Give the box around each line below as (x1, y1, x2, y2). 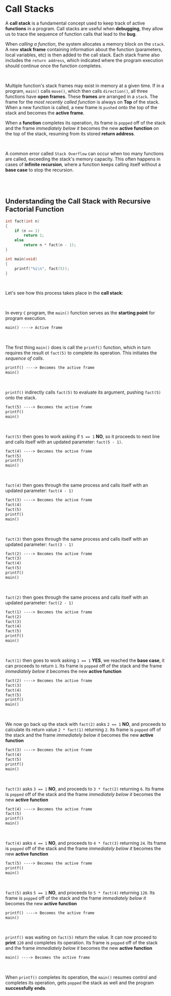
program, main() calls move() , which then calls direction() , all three (5, 88, 148, 94)
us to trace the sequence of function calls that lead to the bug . (5, 31, 137, 37)
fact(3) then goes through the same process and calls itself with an (5, 536, 149, 542)
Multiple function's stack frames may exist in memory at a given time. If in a (5, 83, 164, 89)
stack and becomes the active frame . (5, 110, 85, 116)
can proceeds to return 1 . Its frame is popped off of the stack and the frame (5, 662, 162, 669)
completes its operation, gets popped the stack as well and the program (5, 980, 154, 986)
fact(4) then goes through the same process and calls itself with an (5, 482, 149, 489)
